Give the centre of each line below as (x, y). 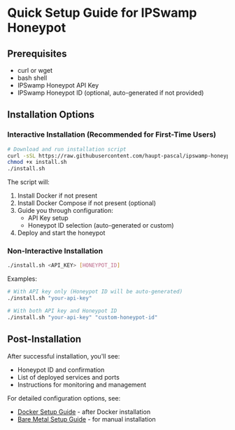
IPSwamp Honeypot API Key (58, 85)
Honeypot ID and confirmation (61, 370)
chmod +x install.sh (37, 162)
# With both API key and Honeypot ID (62, 311)
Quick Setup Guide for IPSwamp (102, 13)
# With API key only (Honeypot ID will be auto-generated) (95, 292)
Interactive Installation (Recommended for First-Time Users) (112, 134)
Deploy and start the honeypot (61, 233)
